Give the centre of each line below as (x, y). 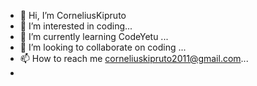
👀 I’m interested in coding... (76, 26)
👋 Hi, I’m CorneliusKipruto (73, 15)
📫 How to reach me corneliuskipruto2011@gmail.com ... (134, 58)
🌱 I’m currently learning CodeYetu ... (94, 36)
